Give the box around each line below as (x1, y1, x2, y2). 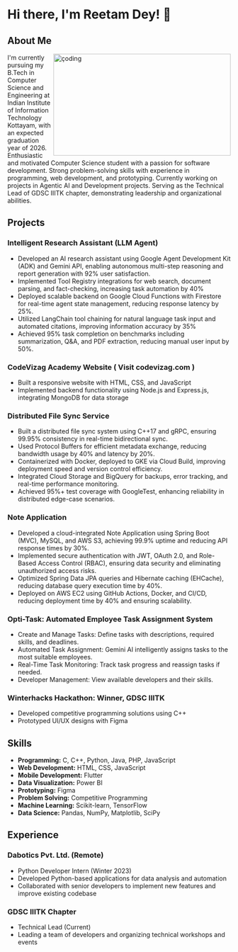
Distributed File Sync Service (7, 411, 110, 421)
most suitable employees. (17, 652, 93, 661)
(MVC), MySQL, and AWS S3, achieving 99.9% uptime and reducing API (17, 536, 228, 545)
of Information (7, 106, 49, 114)
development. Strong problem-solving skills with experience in (7, 166, 190, 174)
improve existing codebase (17, 889, 97, 897)
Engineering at (7, 91, 50, 99)
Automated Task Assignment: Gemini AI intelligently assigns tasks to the (17, 645, 229, 654)
